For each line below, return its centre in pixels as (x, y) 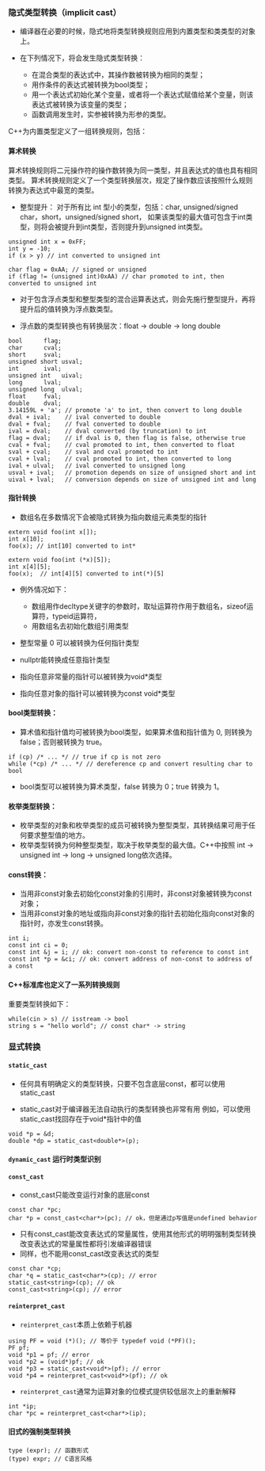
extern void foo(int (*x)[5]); (60, 560)
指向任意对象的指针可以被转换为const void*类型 (97, 693)
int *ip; (23, 1406)
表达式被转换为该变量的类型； (80, 105)
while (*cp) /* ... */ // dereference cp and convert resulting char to (131, 764)
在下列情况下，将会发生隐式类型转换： (82, 58)
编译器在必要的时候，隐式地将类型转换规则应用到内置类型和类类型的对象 (137, 31)
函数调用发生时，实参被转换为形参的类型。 (101, 115)
